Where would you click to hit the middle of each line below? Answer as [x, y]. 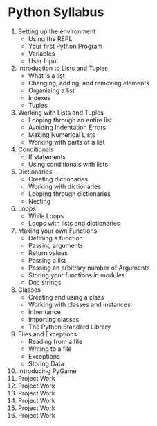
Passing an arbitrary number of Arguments [89, 268]
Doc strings [45, 282]
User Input [43, 60]
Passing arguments [56, 245]
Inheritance [44, 312]
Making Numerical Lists [62, 134]
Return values [48, 253]
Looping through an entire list [70, 120]
